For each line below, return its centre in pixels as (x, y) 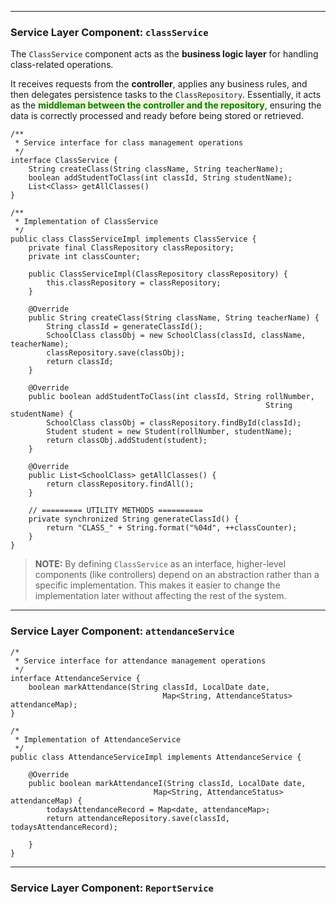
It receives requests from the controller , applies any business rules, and (159, 84)
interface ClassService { (64, 161)
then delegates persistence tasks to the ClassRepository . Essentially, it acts (166, 95)
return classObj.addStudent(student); (127, 441)
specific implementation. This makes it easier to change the (157, 585)
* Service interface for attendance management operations (140, 661)
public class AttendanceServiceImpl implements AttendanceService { (156, 757)
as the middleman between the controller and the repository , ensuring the (166, 105)
